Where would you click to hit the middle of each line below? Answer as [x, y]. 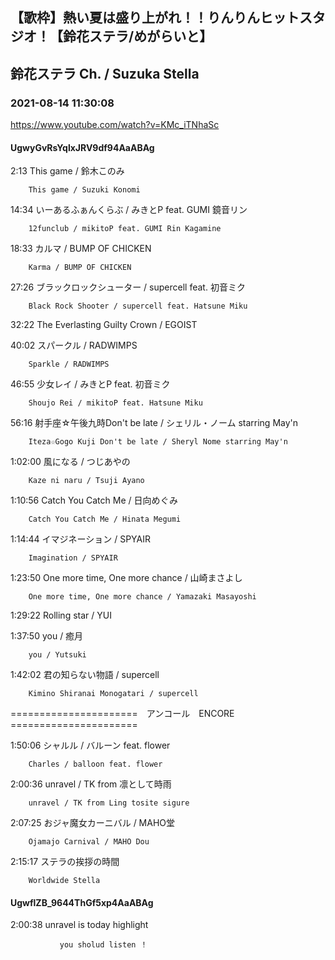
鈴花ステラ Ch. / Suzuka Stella [105, 73]
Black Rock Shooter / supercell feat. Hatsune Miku [138, 306]
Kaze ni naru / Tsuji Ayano [86, 481]
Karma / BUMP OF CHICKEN [80, 268]
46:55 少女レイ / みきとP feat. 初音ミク [90, 384]
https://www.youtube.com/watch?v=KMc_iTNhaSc [115, 125]
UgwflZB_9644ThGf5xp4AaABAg [82, 902]
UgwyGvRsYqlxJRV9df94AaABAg [82, 147]
